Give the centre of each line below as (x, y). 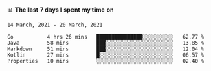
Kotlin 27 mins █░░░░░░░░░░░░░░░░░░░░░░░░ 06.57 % (106, 55)
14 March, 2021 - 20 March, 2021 (55, 25)
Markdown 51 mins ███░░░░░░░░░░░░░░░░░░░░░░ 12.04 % (106, 49)
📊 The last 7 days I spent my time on (61, 10)
